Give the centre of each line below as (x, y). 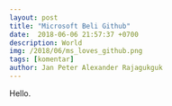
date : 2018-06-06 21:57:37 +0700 (74, 34)
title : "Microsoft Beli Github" (70, 26)
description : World (46, 43)
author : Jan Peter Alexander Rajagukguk (86, 68)
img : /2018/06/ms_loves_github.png (76, 51)
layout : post (34, 18)
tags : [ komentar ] (42, 59)
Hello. (20, 93)
